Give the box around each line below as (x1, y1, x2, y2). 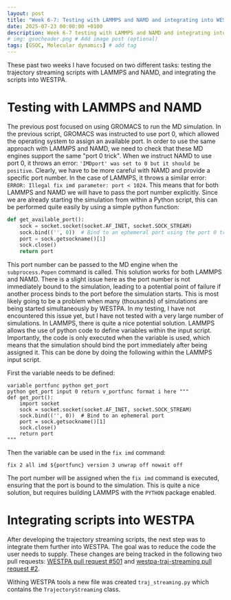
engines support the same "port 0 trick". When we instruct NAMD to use (7, 151, 212, 160)
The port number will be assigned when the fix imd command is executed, (7, 474, 220, 482)
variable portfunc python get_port (7, 383, 109, 389)
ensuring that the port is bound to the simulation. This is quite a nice (7, 481, 200, 489)
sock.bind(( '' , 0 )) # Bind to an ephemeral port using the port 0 (19, 228, 217, 236)
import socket (19, 400, 60, 407)
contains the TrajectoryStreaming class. (7, 586, 121, 594)
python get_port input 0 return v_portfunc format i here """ (7, 388, 189, 396)
